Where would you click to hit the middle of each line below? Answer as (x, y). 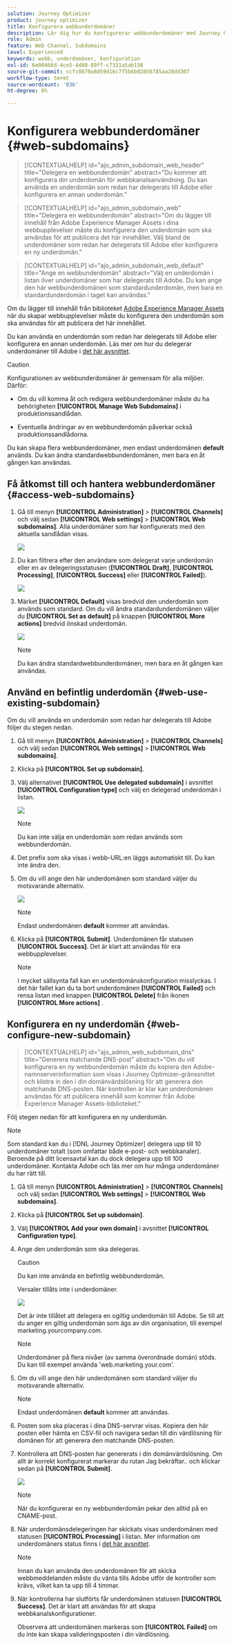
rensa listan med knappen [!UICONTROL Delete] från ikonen (103, 995)
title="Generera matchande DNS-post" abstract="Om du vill (109, 1059)
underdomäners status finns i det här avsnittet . (84, 1544)
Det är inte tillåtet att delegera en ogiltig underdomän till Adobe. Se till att (120, 1315)
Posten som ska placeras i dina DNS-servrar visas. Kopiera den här (113, 1425)
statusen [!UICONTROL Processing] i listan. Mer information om (108, 1536)
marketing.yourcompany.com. (60, 1330)
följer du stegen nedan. (40, 727)
